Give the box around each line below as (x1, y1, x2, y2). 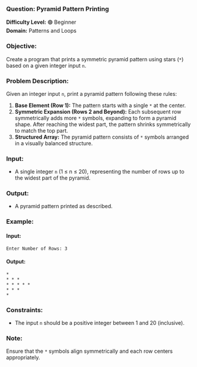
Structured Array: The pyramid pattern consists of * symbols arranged (14, 133, 189, 140)
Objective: (6, 42, 37, 51)
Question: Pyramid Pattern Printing (6, 5, 109, 13)
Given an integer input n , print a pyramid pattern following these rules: (6, 90, 177, 97)
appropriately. (6, 354, 40, 361)
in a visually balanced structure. (14, 139, 93, 147)
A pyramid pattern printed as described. (14, 203, 113, 210)
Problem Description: (6, 77, 69, 85)
